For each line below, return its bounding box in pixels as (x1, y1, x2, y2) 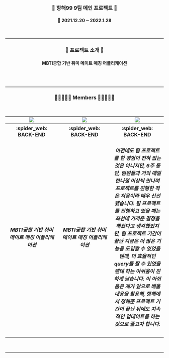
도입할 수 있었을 (125, 245, 160, 252)
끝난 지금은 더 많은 (114, 237, 155, 244)
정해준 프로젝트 (120, 298, 154, 305)
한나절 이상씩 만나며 (115, 177, 160, 184)
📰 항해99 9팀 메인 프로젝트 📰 (51, 4, 118, 11)
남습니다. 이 (124, 275, 151, 282)
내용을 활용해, (114, 290, 145, 297)
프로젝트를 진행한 (115, 185, 154, 192)
